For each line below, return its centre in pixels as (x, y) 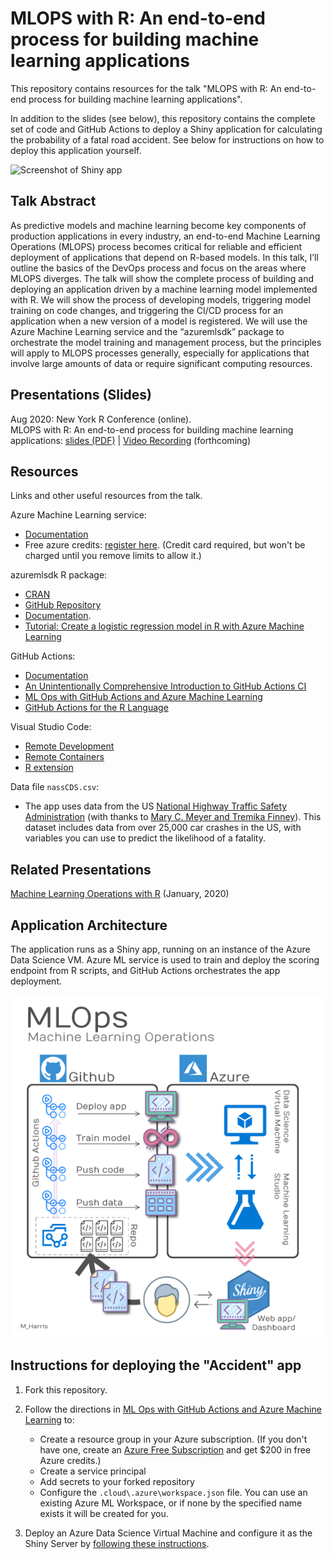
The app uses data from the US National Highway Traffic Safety (156, 806)
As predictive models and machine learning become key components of (158, 225)
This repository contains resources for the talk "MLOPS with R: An (146, 88)
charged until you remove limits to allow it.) (113, 556)
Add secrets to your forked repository (117, 1481)
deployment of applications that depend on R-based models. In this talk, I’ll (164, 257)
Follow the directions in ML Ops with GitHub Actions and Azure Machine (173, 1409)
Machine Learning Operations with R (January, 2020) (120, 894)
